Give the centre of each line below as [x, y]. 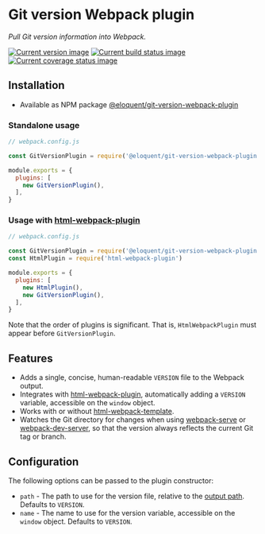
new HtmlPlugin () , [53, 288]
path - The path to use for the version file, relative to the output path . [132, 496]
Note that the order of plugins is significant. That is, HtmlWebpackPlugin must [132, 325]
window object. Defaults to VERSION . [76, 521]
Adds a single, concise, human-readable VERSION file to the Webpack [132, 377]
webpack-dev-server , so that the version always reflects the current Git [136, 428]
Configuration [44, 461]
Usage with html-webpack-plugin [74, 220]
